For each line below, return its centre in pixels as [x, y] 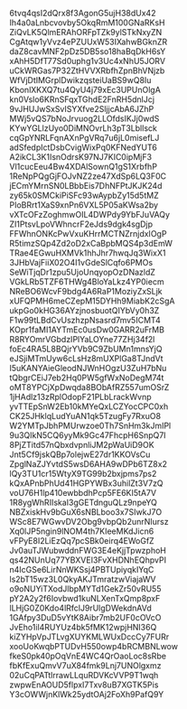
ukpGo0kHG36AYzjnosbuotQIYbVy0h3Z [84, 310]
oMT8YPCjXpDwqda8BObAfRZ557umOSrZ [89, 387]
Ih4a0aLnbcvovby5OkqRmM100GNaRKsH [87, 23]
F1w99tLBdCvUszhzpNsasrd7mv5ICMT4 [85, 320]
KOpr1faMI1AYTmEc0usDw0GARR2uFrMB [87, 330]
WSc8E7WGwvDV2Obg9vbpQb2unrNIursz [89, 522]
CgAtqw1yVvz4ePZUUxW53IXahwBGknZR [89, 42]
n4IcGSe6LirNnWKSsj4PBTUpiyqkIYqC [82, 569]
